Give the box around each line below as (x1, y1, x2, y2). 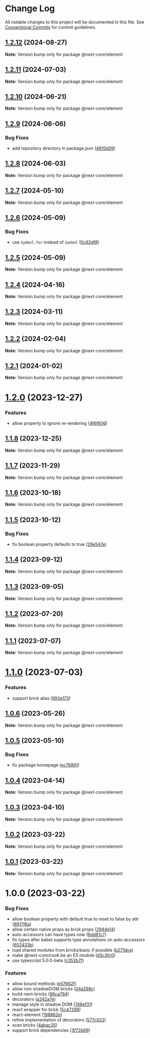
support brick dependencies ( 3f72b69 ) (12, 1027, 91, 1033)
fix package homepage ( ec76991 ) (12, 762, 80, 768)
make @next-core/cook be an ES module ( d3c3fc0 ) (12, 952, 116, 958)
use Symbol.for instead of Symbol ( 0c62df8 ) (12, 240, 100, 245)
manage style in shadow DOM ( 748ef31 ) (12, 1001, 93, 1007)
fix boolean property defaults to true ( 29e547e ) (12, 541, 107, 547)
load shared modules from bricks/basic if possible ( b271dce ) (12, 947, 133, 953)
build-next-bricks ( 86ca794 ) (12, 991, 69, 997)
